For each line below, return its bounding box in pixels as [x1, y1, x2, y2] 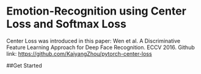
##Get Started [6, 62, 43, 69]
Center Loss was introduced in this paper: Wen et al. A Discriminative [6, 37, 181, 44]
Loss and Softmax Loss [6, 17, 126, 31]
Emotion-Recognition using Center [6, 4, 186, 18]
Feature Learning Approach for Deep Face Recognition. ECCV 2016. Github [6, 44, 196, 51]
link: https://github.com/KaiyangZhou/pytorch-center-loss [6, 50, 152, 57]
